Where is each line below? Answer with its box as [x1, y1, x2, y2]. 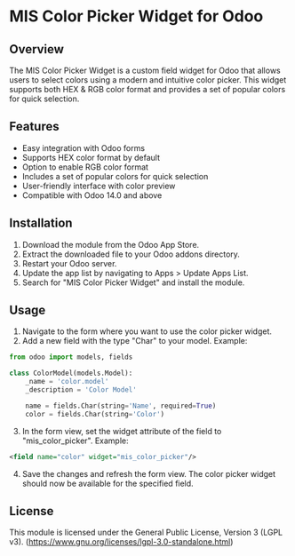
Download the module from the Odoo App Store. [21, 239, 200, 250]
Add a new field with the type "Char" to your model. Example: [21, 336, 248, 346]
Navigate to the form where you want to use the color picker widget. [21, 326, 273, 337]
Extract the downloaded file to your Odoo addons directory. [21, 249, 240, 259]
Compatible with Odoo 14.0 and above [21, 189, 163, 201]
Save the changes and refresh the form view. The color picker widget [21, 468, 276, 479]
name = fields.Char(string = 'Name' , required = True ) [25, 401, 217, 410]
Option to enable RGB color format [21, 162, 149, 172]
